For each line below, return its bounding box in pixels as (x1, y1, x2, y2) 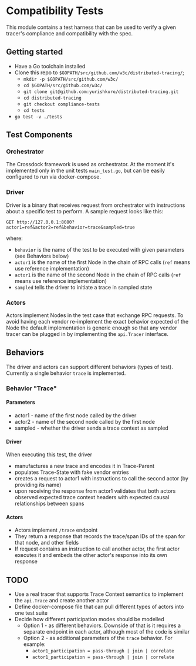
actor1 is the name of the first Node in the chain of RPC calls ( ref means (14, 258, 191, 266)
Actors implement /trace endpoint (14, 526, 98, 534)
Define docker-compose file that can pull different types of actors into (14, 603, 184, 611)
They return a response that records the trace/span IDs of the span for (14, 533, 185, 540)
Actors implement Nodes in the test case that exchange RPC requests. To (6, 312, 184, 319)
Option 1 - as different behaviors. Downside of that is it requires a (23, 622, 181, 629)
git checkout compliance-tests (23, 101, 100, 107)
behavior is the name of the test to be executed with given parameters (14, 246, 185, 253)
